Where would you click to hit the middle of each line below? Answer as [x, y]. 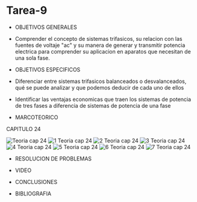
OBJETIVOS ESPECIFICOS [48, 69]
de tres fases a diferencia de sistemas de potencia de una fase [93, 105]
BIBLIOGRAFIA [33, 194]
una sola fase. [32, 58]
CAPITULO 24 [23, 129]
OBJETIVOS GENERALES [46, 27]
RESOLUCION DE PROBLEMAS [53, 158]
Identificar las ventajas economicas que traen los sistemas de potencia [103, 99]
